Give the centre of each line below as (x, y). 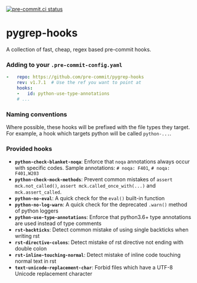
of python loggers (36, 211)
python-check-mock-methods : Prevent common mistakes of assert (93, 179)
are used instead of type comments (58, 223)
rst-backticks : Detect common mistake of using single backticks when (101, 230)
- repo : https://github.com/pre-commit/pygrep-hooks (75, 77)
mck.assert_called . (38, 192)
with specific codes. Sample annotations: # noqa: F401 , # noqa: (92, 168)
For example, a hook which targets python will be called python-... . (89, 133)
